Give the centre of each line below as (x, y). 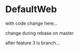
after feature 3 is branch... (33, 43)
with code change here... (31, 23)
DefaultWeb (31, 9)
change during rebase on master (39, 33)
